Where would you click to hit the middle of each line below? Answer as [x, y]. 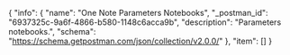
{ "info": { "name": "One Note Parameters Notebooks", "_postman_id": [138, 13]
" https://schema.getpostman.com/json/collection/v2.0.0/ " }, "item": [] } [140, 41]
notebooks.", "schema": [52, 31]
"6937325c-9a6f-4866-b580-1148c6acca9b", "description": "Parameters [145, 22]
